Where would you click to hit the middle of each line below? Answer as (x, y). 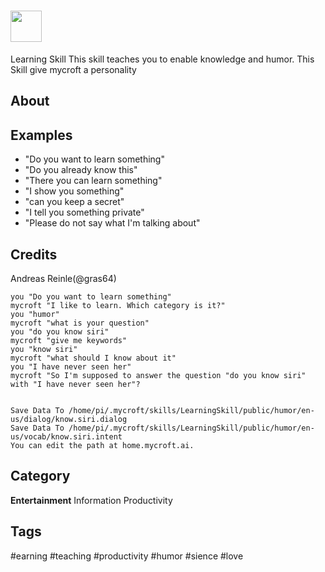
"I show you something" (74, 191)
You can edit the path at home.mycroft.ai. (102, 445)
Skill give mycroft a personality (73, 69)
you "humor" (35, 314)
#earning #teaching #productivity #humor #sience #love (127, 556)
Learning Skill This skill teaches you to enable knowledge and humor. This (162, 59)
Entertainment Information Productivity (91, 500)
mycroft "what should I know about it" (93, 358)
